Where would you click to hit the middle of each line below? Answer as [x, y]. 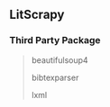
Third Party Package [55, 40]
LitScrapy [37, 15]
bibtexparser [55, 77]
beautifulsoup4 [60, 60]
